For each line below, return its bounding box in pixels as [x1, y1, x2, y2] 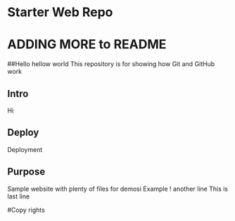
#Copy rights [7, 206, 46, 214]
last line [7, 191, 30, 201]
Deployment [7, 145, 43, 153]
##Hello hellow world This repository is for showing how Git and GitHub [7, 60, 215, 68]
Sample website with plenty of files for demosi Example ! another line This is [7, 184, 229, 193]
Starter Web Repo [7, 4, 113, 20]
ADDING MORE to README [7, 37, 167, 53]
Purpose [7, 166, 46, 178]
